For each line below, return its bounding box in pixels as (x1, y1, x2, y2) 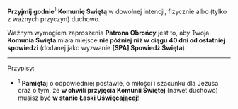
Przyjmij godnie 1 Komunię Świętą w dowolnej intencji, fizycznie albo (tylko (7, 6, 227, 16)
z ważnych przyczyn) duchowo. (7, 14, 101, 23)
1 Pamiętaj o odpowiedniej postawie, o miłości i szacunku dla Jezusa (17, 77, 219, 87)
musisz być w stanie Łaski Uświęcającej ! (17, 93, 140, 102)
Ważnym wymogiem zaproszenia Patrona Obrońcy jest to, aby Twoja (7, 28, 210, 37)
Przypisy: (7, 64, 35, 72)
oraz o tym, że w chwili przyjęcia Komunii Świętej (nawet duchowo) (17, 86, 218, 95)
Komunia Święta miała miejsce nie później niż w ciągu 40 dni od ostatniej (7, 35, 225, 45)
